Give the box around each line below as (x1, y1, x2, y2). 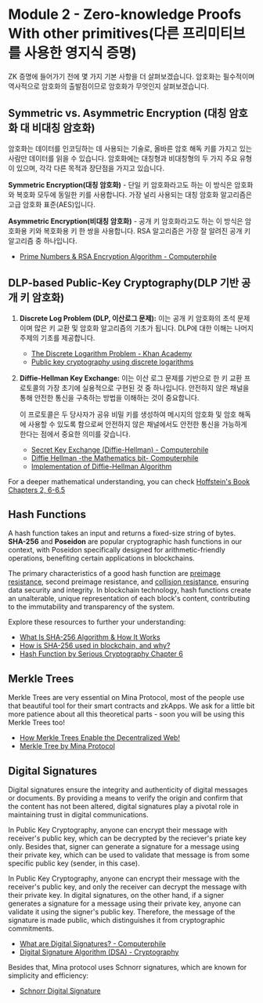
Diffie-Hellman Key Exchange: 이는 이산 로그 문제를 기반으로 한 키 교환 (19, 373, 243, 382)
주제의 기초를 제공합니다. (19, 333, 95, 342)
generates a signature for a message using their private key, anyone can (8, 899, 241, 908)
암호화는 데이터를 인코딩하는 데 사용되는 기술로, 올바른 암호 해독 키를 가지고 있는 (8, 144, 253, 153)
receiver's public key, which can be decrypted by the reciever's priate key (8, 833, 247, 843)
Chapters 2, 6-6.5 (8, 485, 66, 494)
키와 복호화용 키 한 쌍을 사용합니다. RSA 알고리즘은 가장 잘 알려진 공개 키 (28, 226, 251, 235)
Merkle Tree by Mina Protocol (19, 742, 116, 751)
